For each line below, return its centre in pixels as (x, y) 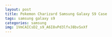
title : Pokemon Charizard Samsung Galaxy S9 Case (56, 14)
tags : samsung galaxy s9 (30, 18)
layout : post (18, 9)
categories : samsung (26, 23)
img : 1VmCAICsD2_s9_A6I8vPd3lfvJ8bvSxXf (47, 27)
